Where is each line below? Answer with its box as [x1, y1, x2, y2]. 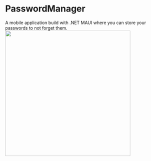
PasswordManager [5, 3, 86, 15]
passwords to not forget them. [5, 25, 67, 31]
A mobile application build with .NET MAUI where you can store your [5, 20, 146, 26]
